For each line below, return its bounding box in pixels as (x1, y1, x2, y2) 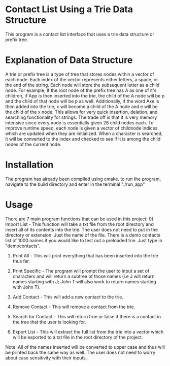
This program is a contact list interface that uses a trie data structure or (5, 31, 155, 37)
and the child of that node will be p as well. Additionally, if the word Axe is (5, 98, 159, 104)
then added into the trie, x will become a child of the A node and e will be (5, 103, 158, 110)
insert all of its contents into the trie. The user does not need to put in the (5, 226, 158, 232)
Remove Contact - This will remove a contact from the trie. (12, 304, 135, 310)
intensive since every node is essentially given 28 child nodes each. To (5, 119, 154, 125)
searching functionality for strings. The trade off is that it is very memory (5, 114, 157, 120)
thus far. (12, 258, 30, 264)
